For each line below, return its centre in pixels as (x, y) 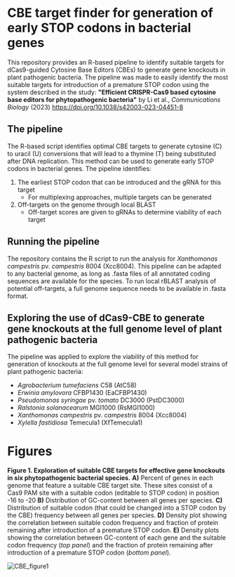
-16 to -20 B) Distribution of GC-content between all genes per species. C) (115, 500)
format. (18, 296)
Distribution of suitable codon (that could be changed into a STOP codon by (117, 508)
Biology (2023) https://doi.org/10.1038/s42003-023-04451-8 (95, 107)
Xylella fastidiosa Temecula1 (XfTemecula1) (80, 422)
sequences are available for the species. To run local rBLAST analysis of (112, 281)
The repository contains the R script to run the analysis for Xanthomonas (113, 259)
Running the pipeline (53, 241)
